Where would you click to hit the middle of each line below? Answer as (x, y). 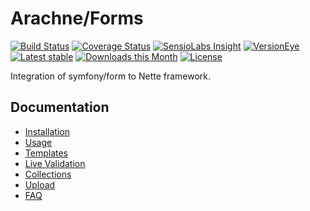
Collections (48, 174)
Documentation (60, 107)
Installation (47, 131)
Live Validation (55, 163)
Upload (40, 184)
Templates (46, 153)
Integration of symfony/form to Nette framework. (111, 76)
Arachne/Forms (77, 18)
